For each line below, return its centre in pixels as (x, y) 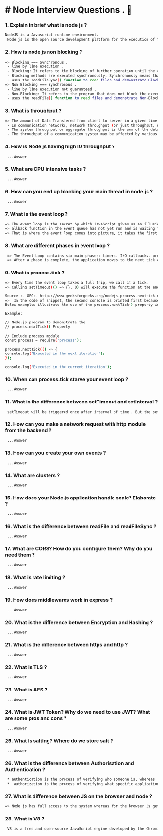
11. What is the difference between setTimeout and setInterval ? (81, 402)
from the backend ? (28, 430)
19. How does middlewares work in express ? (59, 600)
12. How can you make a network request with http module (75, 424)
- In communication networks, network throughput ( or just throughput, (81, 125)
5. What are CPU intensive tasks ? (46, 169)
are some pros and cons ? (36, 718)
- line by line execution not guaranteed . (52, 89)
